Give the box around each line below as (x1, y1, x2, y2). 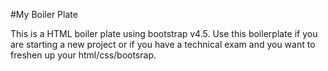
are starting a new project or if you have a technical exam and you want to (10, 39, 316, 50)
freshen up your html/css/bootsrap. (10, 49, 157, 61)
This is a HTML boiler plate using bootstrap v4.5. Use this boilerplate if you (10, 28, 318, 39)
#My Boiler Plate (10, 9, 78, 20)
